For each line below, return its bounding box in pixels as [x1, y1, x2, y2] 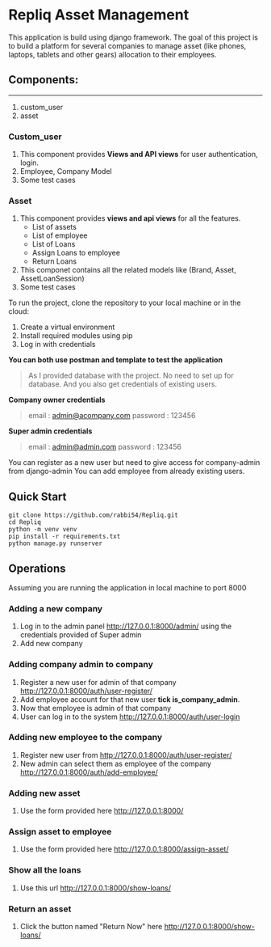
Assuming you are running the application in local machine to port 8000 [8, 582, 247, 592]
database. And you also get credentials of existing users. [27, 379, 218, 389]
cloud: [8, 307, 30, 316]
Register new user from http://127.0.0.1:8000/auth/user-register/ [19, 750, 232, 759]
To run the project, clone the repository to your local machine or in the [8, 298, 242, 308]
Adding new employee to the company [8, 732, 163, 743]
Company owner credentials [8, 395, 106, 405]
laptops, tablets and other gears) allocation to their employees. [8, 49, 217, 59]
